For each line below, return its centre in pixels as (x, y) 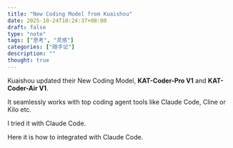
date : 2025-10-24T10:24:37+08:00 (57, 21)
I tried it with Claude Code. (47, 123)
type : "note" (27, 34)
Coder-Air (23, 88)
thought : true (29, 60)
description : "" (31, 54)
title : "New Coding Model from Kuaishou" (70, 14)
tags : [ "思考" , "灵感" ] (40, 41)
